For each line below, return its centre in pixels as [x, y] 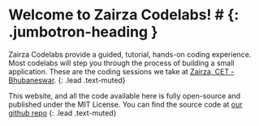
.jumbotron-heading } [83, 32]
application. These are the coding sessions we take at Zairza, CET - [121, 71]
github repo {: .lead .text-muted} [63, 113]
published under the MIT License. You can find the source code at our [125, 104]
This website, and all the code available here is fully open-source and [125, 95]
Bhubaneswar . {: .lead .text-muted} [67, 80]
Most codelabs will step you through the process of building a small [121, 63]
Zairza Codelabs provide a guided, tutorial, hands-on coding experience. [130, 54]
